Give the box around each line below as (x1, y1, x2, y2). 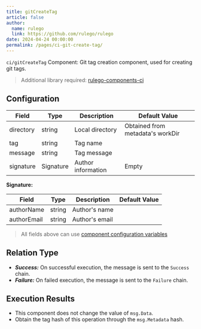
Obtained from (124, 121, 166, 130)
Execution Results (6, 294, 75, 304)
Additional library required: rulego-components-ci (20, 76, 144, 84)
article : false (6, 14, 44, 20)
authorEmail (9, 215, 43, 223)
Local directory (74, 125, 117, 133)
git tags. (6, 65, 27, 72)
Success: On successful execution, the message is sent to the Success (14, 264, 190, 271)
